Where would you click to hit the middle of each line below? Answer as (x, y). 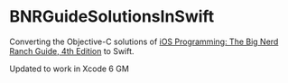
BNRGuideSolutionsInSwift (112, 17)
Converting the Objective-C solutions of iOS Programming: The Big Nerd (144, 41)
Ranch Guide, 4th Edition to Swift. (72, 51)
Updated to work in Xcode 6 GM (69, 69)
